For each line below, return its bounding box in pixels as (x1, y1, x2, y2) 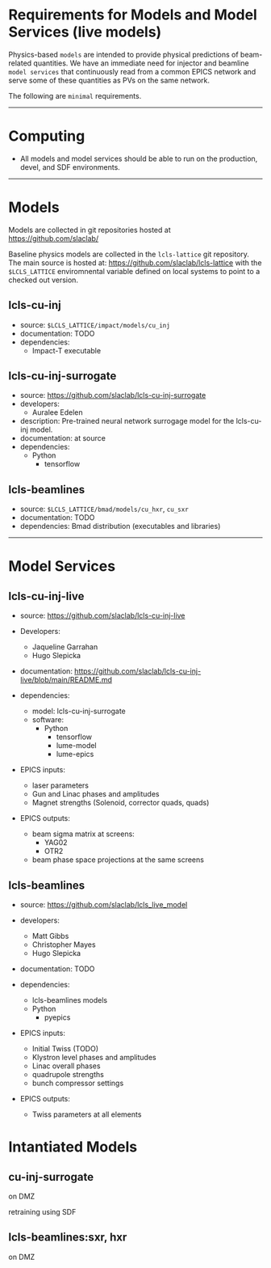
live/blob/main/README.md (19, 675, 113, 685)
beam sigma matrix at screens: (31, 829, 135, 839)
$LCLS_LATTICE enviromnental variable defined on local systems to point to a (8, 266, 261, 276)
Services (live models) (8, 23, 162, 41)
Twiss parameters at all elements (31, 1109, 142, 1119)
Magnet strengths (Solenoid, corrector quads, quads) (31, 798, 210, 808)
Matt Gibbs (31, 932, 69, 941)
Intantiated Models (8, 1138, 138, 1156)
